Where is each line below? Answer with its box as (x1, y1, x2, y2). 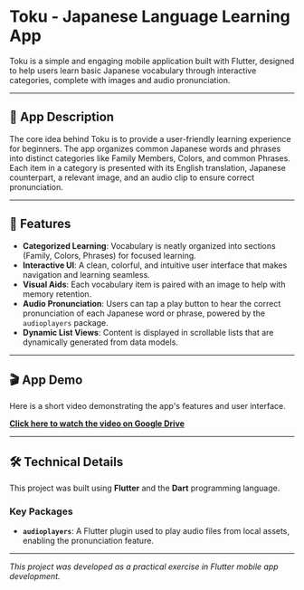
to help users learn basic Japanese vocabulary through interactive (9, 65, 257, 76)
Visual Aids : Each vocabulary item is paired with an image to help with (22, 279, 286, 290)
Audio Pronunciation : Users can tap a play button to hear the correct (22, 298, 281, 309)
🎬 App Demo (9, 372, 83, 387)
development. (9, 571, 61, 582)
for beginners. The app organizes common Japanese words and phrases (9, 143, 281, 154)
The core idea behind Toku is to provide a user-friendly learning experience (9, 133, 291, 144)
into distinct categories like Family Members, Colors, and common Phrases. (9, 152, 291, 164)
